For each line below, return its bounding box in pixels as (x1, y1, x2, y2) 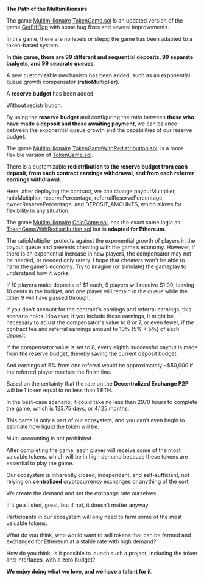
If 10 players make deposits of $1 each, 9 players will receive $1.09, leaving (6, 281, 195, 288)
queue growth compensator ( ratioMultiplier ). (6, 78, 120, 85)
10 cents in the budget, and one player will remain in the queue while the (6, 288, 188, 294)
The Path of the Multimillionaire (6, 5, 88, 12)
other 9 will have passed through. (6, 294, 90, 301)
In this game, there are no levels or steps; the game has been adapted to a (6, 35, 193, 42)
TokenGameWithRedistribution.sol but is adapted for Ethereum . (6, 225, 166, 232)
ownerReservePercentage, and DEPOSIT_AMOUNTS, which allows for (6, 201, 182, 207)
